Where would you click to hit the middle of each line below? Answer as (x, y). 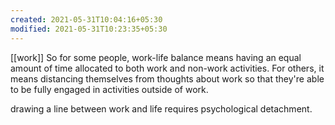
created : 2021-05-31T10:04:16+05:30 (86, 19)
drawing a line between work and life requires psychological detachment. (161, 108)
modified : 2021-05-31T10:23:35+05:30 (89, 29)
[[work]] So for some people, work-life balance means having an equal (156, 57)
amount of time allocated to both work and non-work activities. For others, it (167, 68)
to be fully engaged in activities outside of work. (109, 89)
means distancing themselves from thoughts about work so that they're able (167, 78)
